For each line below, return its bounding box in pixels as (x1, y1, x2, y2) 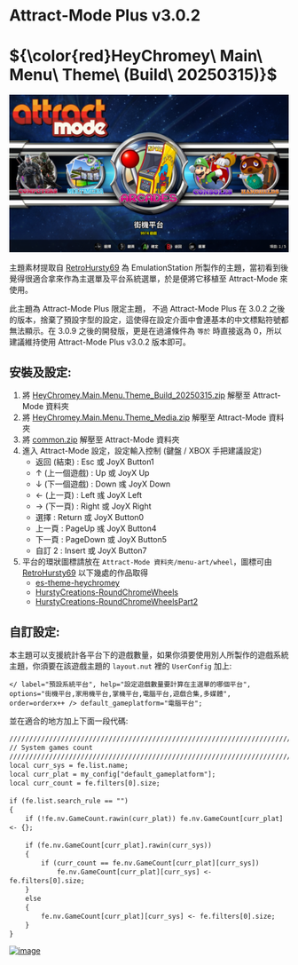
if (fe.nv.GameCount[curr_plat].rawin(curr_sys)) (25, 841, 213, 850)
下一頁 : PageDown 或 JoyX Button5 (35, 534, 167, 545)
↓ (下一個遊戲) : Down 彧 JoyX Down (35, 479, 171, 489)
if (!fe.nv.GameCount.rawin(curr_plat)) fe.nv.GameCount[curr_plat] (25, 814, 284, 824)
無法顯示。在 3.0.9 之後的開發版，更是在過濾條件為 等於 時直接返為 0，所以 (9, 325, 282, 336)
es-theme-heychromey (35, 578, 120, 589)
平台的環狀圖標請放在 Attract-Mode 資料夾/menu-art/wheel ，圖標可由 (21, 557, 272, 567)
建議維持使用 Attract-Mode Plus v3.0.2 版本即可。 (9, 336, 191, 347)
